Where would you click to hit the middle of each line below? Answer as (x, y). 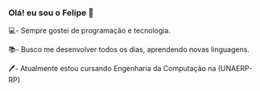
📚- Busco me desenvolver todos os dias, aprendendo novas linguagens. (129, 49)
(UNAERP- (235, 69)
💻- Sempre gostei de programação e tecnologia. (90, 30)
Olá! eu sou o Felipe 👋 (51, 13)
